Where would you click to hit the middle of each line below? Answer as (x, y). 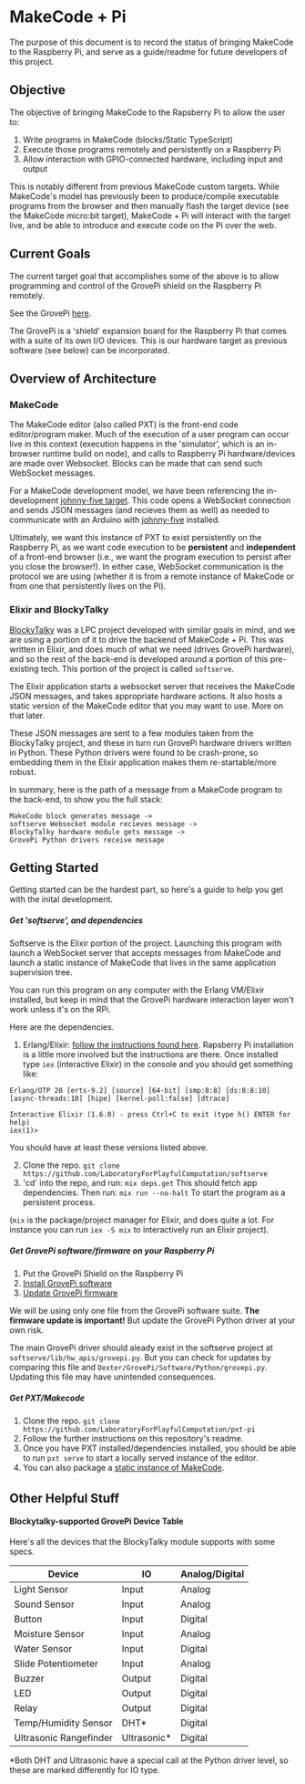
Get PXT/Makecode (47, 1398)
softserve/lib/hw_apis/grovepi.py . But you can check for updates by (140, 1358)
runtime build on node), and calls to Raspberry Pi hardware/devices (169, 454)
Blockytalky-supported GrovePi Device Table (97, 1521)
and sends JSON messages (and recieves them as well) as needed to (140, 510)
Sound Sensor (44, 1604)
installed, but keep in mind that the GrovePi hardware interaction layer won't (152, 1000)
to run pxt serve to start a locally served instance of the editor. (140, 1458)
